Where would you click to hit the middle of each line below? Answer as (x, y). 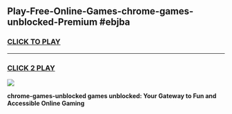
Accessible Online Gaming (46, 103)
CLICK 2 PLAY (31, 68)
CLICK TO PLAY (34, 42)
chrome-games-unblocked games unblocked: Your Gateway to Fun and (112, 95)
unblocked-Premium (52, 22)
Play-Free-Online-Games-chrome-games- (100, 11)
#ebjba (115, 22)
